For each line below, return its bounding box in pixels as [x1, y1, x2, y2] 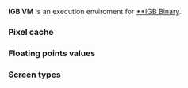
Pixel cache [8, 26, 54, 37]
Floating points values [8, 48, 96, 59]
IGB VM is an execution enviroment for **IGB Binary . [8, 7, 182, 16]
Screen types [8, 69, 61, 80]
